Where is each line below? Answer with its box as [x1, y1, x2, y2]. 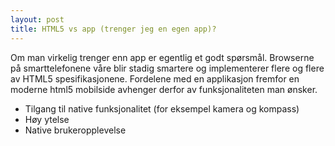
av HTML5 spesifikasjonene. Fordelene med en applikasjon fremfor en [10, 72, 300, 85]
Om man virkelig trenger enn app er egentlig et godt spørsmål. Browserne [10, 51, 315, 63]
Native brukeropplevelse [24, 124, 127, 136]
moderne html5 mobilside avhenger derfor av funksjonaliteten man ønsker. [10, 83, 318, 95]
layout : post [10, 14, 65, 25]
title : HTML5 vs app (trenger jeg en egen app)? [10, 24, 217, 34]
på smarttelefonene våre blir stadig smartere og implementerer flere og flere [10, 62, 325, 74]
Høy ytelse [24, 113, 70, 125]
